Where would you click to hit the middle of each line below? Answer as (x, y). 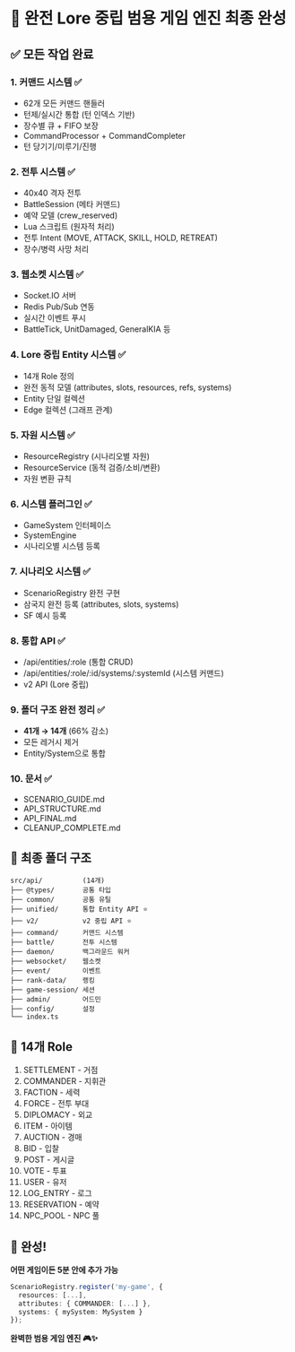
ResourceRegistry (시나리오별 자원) (87, 456)
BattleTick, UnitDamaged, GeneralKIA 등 (97, 329)
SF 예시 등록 (45, 615)
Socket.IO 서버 (50, 296)
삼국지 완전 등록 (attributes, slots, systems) (101, 604)
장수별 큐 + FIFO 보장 (61, 126)
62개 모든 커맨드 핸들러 (64, 103)
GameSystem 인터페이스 (67, 525)
